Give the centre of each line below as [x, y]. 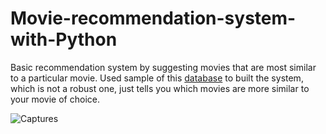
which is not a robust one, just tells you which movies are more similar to [160, 88]
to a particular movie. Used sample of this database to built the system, [157, 78]
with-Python [64, 39]
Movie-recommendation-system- [153, 18]
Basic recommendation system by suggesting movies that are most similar [163, 67]
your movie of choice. [55, 99]
